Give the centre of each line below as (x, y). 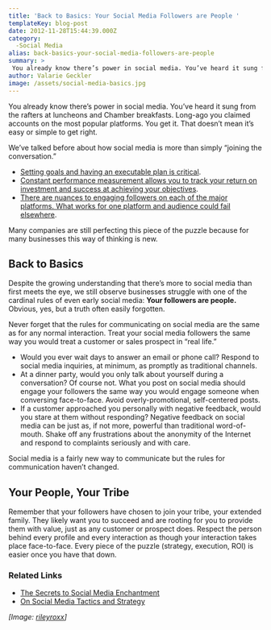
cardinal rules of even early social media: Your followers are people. (123, 300)
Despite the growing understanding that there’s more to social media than (130, 284)
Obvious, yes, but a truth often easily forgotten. (87, 309)
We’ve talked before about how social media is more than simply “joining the (135, 147)
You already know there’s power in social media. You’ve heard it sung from (132, 106)
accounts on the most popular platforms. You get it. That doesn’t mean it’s (131, 123)
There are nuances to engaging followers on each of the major (124, 197)
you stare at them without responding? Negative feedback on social (132, 417)
